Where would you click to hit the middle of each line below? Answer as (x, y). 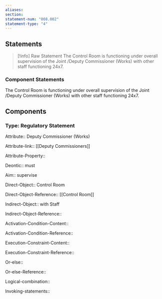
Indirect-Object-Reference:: (34, 214)
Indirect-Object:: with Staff (32, 204)
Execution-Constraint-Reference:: (40, 253)
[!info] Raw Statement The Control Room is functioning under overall (87, 56)
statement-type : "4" (27, 24)
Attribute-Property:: (25, 156)
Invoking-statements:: (28, 291)
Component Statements (35, 79)
